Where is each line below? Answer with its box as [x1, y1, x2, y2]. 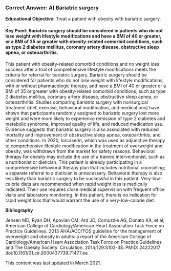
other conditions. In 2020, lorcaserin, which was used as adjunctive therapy [5, 137, 165, 143]
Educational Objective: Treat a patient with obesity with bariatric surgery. [5, 16, 161, 22]
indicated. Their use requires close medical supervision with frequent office [5, 186, 165, 192]
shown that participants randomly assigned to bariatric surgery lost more [5, 110, 159, 116]
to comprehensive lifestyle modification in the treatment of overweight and [5, 143, 163, 149]
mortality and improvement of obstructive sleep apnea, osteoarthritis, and [5, 131, 161, 138]
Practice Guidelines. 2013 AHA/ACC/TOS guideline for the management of [5, 228, 162, 234]
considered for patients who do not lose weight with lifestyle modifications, [5, 77, 164, 83]
